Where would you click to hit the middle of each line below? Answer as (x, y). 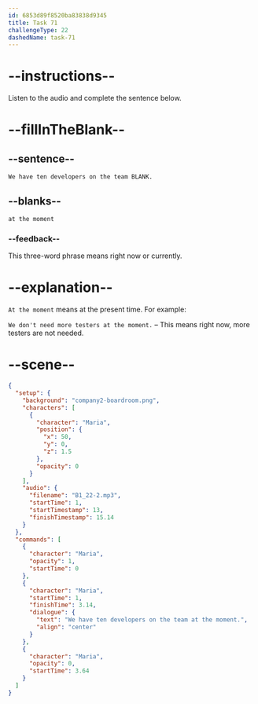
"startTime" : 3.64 (59, 671)
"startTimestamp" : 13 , (66, 510)
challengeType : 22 (38, 30)
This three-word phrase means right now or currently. (95, 256)
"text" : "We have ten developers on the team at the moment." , (142, 620)
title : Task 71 (33, 23)
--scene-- (42, 365)
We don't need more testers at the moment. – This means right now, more (129, 325)
